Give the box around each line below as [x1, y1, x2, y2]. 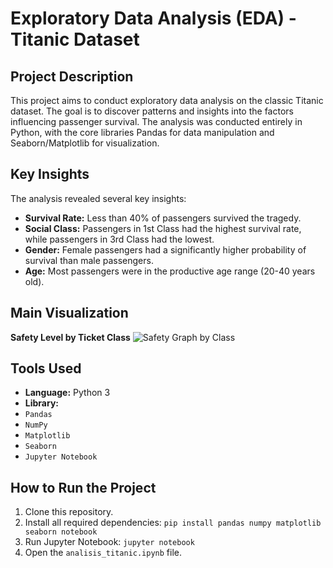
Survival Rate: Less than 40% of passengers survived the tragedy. [24, 212, 302, 224]
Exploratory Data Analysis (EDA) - [10, 7, 297, 30]
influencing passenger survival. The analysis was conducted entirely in [10, 116, 303, 127]
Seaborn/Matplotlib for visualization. [10, 137, 160, 149]
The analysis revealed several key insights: [10, 192, 187, 204]
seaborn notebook [24, 527, 98, 537]
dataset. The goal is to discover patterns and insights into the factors [10, 105, 294, 117]
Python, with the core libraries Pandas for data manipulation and [10, 127, 275, 138]
